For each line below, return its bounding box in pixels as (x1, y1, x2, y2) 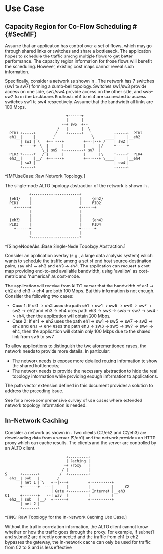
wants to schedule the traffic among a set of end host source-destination (5, 258, 152, 264)
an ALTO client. (5, 445, 36, 451)
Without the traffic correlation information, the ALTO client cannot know (5, 523, 148, 529)
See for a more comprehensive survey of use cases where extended (5, 398, 143, 403)
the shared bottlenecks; (12, 363, 60, 368)
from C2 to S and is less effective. (5, 544, 73, 550)
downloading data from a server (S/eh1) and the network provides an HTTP (5, 435, 156, 440)
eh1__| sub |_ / (9, 476, 60, 480)
